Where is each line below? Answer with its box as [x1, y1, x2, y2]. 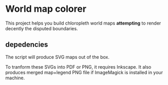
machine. [5, 75, 25, 81]
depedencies [5, 40, 48, 49]
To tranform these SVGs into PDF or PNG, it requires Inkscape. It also [5, 63, 152, 70]
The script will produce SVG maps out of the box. [5, 54, 109, 60]
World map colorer [5, 3, 86, 15]
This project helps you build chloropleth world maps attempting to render [5, 20, 161, 26]
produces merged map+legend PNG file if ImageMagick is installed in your [5, 69, 163, 75]
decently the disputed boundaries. [5, 25, 78, 31]
